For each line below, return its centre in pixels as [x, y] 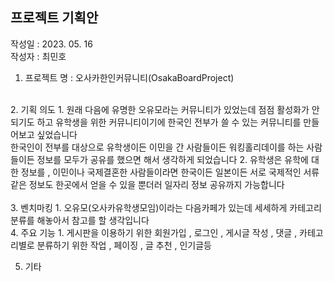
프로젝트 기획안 [54, 18]
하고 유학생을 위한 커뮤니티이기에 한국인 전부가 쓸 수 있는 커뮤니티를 [169, 122]
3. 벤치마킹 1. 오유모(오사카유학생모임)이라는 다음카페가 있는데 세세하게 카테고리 [166, 207]
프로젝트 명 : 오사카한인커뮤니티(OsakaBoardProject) [129, 77]
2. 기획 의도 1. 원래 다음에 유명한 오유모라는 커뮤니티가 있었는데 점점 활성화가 [160, 109]
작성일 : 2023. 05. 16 [51, 44]
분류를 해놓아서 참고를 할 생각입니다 [80, 220]
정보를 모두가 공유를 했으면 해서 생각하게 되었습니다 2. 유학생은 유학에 [172, 159]
